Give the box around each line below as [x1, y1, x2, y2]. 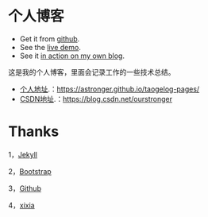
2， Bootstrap [8, 166, 52, 176]
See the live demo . [19, 42, 81, 52]
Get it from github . [19, 33, 80, 44]
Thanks [8, 122, 60, 141]
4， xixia [8, 200, 35, 210]
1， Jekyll [8, 149, 38, 159]
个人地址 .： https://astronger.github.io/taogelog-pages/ [19, 84, 200, 94]
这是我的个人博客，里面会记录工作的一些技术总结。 [8, 67, 175, 76]
